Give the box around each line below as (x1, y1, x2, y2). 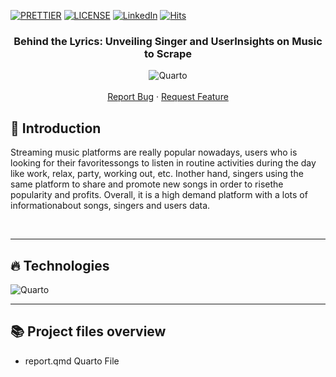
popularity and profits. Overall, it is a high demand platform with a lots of (10, 189, 308, 201)
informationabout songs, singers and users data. (10, 200, 211, 212)
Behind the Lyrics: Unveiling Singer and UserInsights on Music (13, 34, 323, 48)
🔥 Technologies (10, 257, 110, 274)
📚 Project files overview (10, 323, 167, 340)
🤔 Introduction (10, 120, 102, 137)
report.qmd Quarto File (24, 355, 120, 367)
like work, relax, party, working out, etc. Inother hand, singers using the (10, 168, 304, 180)
